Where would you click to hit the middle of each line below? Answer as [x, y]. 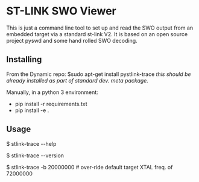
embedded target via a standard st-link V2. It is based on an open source [97, 34]
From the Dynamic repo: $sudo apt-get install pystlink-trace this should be [99, 74]
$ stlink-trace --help [31, 143]
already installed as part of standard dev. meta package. [77, 80]
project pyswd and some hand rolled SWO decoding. [72, 40]
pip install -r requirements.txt [51, 104]
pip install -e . [32, 110]
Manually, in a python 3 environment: [52, 92]
